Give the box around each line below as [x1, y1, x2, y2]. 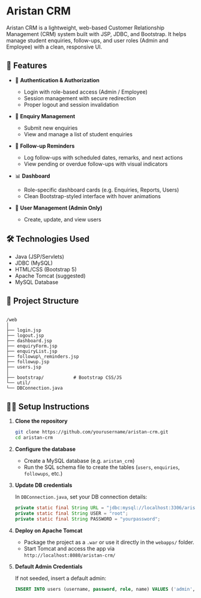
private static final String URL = [14, 504, 104, 511]
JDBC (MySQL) [14, 259, 53, 267]
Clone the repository [14, 417, 68, 424]
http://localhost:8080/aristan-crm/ [23, 552, 116, 558]
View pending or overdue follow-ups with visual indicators [23, 160, 168, 168]
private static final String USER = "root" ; [14, 510, 128, 516]
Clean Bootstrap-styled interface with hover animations [23, 192, 161, 199]
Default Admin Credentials [14, 563, 83, 570]
